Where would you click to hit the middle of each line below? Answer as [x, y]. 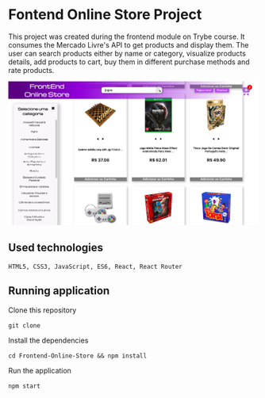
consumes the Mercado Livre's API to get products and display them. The [129, 44]
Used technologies [56, 247]
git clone [25, 325]
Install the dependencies [48, 340]
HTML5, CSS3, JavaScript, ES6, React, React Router [95, 266]
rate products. [31, 70]
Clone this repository [42, 310]
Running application [59, 291]
